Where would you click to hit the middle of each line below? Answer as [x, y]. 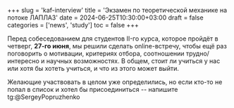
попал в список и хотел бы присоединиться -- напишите [93, 89]
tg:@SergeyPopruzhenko [44, 97]
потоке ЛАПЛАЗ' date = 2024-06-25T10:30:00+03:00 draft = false [105, 18]
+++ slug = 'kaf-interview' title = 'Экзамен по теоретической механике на [117, 10]
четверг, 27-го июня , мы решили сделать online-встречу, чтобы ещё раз [117, 46]
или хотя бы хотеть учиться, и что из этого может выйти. [93, 68]
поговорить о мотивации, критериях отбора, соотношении [96, 53]
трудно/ [198, 53]
